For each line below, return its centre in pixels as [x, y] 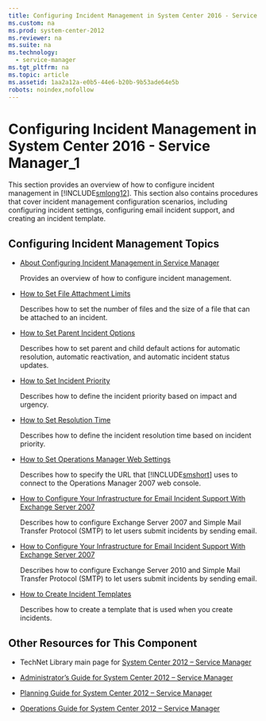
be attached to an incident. [64, 318]
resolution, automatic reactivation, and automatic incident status [125, 357]
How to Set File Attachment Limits [75, 294]
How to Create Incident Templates [75, 594]
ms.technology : [33, 53]
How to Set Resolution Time [65, 420]
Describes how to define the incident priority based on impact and [128, 396]
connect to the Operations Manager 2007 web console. [110, 483]
